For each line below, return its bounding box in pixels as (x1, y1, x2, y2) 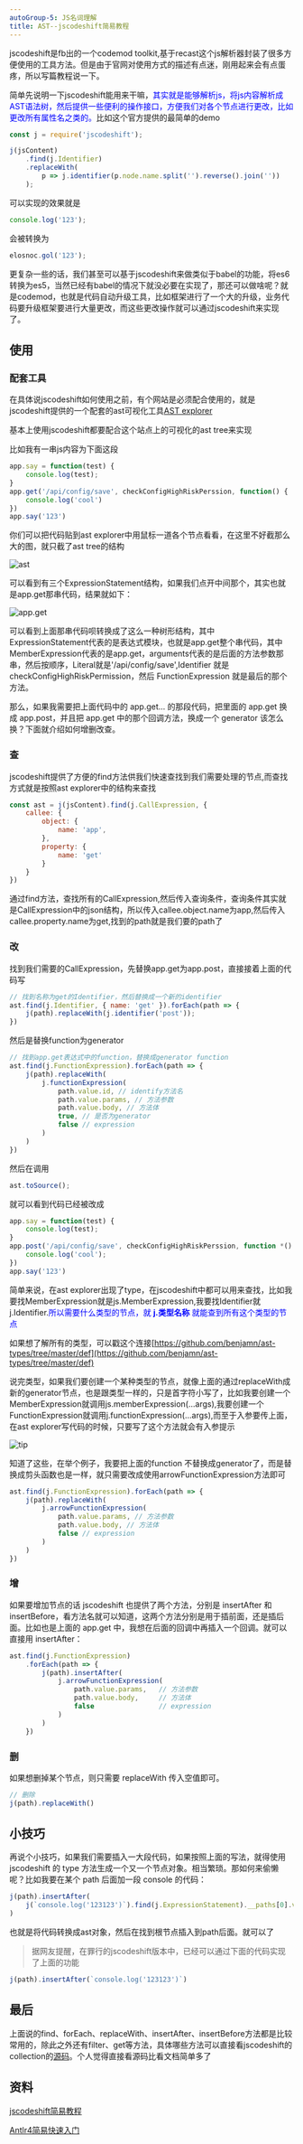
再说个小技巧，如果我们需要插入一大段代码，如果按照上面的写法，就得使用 (9, 1851, 286, 1862)
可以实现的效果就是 (9, 197, 81, 208)
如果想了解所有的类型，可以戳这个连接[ (9, 1337, 155, 1348)
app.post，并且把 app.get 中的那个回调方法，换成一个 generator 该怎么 (19, 713, 284, 724)
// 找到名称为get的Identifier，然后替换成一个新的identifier (9, 992, 223, 1001)
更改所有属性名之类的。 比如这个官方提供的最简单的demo (9, 112, 221, 123)
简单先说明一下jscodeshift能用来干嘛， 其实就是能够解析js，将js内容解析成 (9, 89, 284, 100)
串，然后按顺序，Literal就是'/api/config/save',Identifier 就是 (9, 660, 230, 670)
